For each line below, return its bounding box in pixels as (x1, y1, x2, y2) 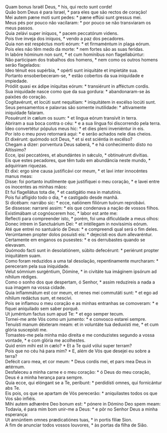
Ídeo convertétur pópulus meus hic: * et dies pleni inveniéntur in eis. (5, 126, 145, 132)
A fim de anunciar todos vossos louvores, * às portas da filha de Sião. (5, 422, 148, 428)
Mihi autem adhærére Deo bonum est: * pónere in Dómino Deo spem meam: (5, 401, 161, 407)
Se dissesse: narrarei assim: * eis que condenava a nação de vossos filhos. (5, 205, 160, 211)
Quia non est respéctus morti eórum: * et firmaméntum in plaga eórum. (5, 41, 151, 47)
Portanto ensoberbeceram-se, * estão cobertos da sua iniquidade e (5, 73, 144, 78)
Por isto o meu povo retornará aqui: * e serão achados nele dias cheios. (5, 131, 152, 137)
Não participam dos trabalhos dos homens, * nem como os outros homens (5, 57, 158, 63)
